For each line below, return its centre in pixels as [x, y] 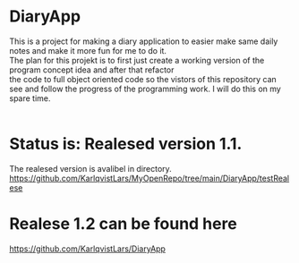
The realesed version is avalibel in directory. [90, 168]
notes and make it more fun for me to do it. [88, 50]
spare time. [30, 98]
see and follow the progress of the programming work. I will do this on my [145, 89]
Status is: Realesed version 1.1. [126, 144]
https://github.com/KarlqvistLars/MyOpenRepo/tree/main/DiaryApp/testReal [149, 178]
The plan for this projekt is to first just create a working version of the [137, 60]
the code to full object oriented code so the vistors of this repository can [143, 79]
